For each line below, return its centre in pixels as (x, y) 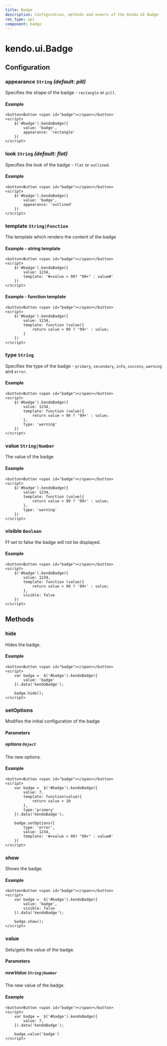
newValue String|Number (31, 973)
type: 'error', (39, 827)
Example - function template (36, 296)
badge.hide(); (29, 693)
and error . (16, 371)
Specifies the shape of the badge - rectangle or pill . (61, 93)
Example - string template (33, 248)
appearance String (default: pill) (46, 82)
